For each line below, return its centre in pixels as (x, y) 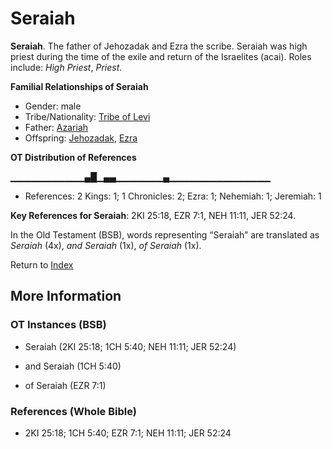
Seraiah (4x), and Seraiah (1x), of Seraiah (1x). (106, 245)
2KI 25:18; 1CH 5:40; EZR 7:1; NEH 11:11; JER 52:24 (128, 433)
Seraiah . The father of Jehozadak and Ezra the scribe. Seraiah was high (159, 46)
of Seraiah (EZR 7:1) (65, 385)
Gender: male (53, 106)
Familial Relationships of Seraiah (79, 86)
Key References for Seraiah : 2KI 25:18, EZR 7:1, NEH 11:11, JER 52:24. (153, 215)
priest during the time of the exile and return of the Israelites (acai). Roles (161, 56)
